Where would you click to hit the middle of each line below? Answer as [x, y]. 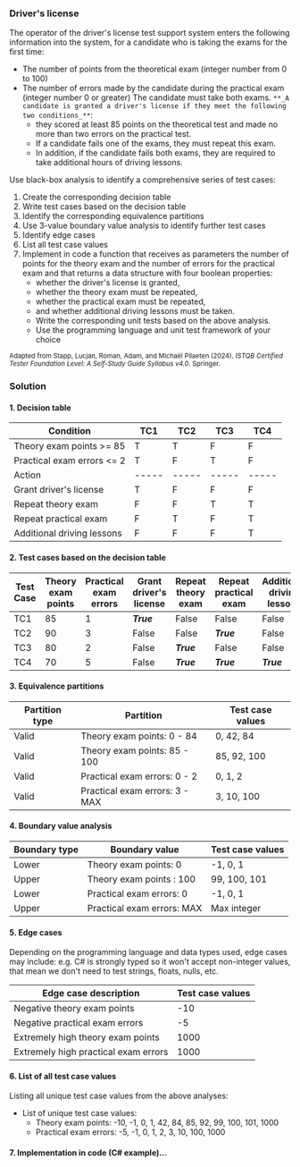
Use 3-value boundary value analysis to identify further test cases [144, 225]
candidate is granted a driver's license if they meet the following [154, 106]
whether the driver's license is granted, [108, 283]
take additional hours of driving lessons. [109, 163]
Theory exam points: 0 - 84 [139, 736]
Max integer [236, 909]
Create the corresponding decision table [96, 197]
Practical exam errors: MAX [145, 909]
